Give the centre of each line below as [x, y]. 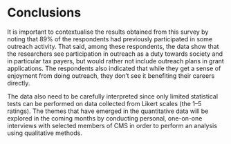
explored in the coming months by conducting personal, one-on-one [105, 118]
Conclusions [44, 13]
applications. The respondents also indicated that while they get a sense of [114, 68]
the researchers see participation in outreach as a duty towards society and [115, 54]
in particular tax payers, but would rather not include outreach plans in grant [116, 61]
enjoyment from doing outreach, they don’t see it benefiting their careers [111, 75]
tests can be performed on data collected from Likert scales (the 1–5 [104, 103]
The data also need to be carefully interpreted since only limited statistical [113, 96]
